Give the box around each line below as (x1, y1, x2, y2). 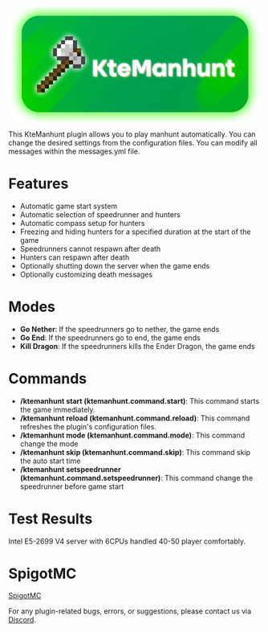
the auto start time (19, 456, 81, 466)
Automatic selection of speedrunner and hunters (19, 209, 181, 220)
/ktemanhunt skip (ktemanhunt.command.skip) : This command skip (19, 447, 251, 457)
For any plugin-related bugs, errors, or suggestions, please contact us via (8, 606, 252, 616)
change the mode (19, 438, 79, 449)
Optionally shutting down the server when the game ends (19, 261, 210, 270)
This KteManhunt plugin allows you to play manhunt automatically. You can (8, 129, 256, 139)
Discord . (8, 615, 36, 625)
